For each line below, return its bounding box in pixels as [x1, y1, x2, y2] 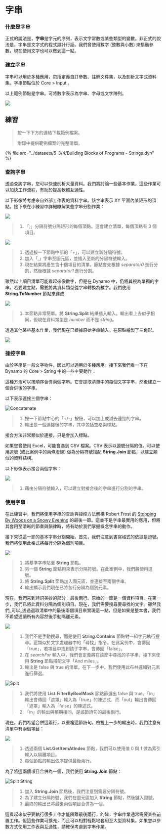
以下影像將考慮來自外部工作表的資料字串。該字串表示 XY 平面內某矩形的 [5, 197, 152, 203]
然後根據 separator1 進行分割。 [33, 267, 97, 273]
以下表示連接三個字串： [5, 395, 53, 401]
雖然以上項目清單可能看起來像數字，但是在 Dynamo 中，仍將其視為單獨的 [5, 278, 155, 284]
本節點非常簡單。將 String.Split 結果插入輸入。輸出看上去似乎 [24, 310, 151, 316]
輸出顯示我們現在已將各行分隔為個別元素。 [24, 584, 112, 591]
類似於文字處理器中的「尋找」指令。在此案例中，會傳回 [38, 640, 151, 646]
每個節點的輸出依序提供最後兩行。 [24, 758, 94, 764]
